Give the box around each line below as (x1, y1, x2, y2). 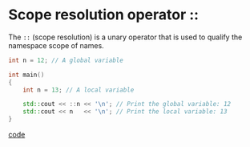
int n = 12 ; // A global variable (8, 56, 124, 64)
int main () (8, 71, 45, 79)
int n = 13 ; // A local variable (22, 86, 135, 94)
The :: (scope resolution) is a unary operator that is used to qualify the (8, 32, 243, 42)
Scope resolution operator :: (8, 6, 199, 24)
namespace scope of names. (8, 40, 104, 50)
